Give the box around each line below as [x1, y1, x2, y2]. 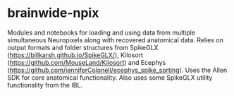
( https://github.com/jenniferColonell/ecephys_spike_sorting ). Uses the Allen [7, 66, 228, 74]
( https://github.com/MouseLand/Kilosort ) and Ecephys [7, 58, 166, 66]
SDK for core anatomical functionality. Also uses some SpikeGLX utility [7, 73, 213, 82]
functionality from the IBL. [7, 80, 83, 89]
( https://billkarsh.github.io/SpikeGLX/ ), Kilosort [7, 51, 143, 59]
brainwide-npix [7, 5, 99, 21]
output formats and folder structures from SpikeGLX [7, 43, 159, 52]
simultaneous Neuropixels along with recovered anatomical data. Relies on [7, 35, 223, 44]
